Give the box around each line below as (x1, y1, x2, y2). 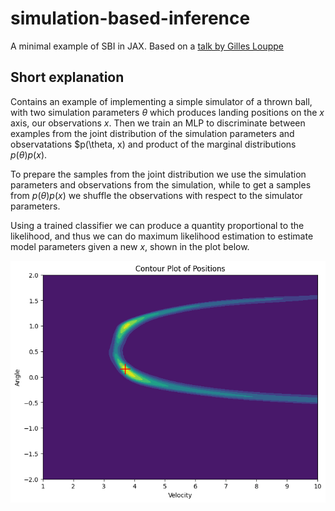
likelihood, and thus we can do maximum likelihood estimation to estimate (10, 230, 314, 242)
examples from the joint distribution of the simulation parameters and (10, 127, 295, 139)
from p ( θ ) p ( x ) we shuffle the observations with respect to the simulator (10, 189, 303, 201)
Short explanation (10, 69, 125, 86)
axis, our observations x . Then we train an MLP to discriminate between (10, 117, 306, 129)
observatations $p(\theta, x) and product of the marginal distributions (10, 138, 297, 150)
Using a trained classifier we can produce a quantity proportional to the (10, 219, 305, 231)
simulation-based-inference (10, 7, 251, 30)
